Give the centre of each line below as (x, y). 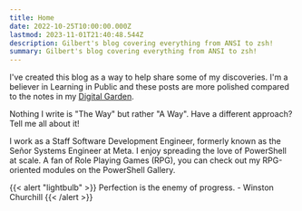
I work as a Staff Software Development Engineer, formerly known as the (145, 141)
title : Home (32, 18)
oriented (25, 170)
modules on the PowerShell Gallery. (109, 170)
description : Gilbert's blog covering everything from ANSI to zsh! (141, 43)
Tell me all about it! (44, 124)
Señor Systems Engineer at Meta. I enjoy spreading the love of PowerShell (148, 151)
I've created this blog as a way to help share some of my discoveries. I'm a (149, 77)
